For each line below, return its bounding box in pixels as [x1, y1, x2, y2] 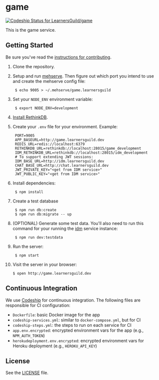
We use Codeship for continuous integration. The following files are [5, 297, 141, 303]
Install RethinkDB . [12, 114, 48, 120]
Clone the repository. [12, 63, 55, 69]
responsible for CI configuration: [5, 302, 71, 308]
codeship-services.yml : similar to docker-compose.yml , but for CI [12, 317, 141, 323]
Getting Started [5, 41, 53, 50]
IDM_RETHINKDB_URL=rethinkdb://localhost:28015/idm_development [15, 150, 148, 155]
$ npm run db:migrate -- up [15, 212, 72, 217]
